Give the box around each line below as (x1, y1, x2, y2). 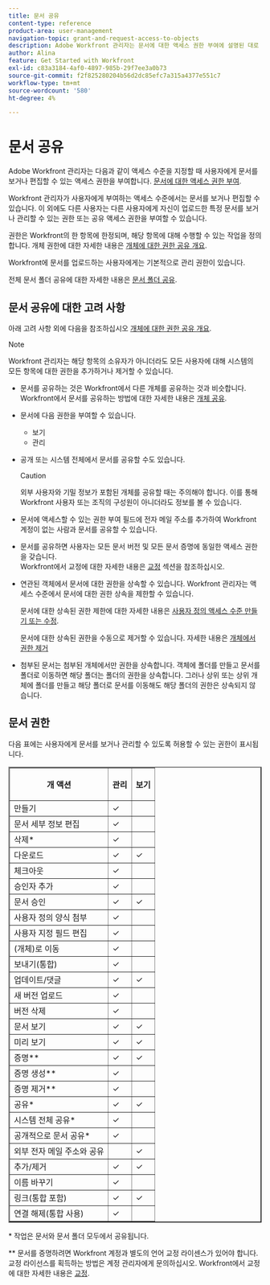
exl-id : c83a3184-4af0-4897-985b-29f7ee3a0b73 (8, 64, 167, 72)
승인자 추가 (14, 881, 54, 892)
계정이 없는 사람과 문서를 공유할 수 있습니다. (19, 524, 158, 534)
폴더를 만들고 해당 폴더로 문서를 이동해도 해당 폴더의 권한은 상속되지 (35, 680, 247, 690)
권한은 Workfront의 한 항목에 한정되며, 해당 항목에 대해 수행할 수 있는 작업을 (8, 231, 247, 240)
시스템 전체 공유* (14, 1115, 76, 1126)
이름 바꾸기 (14, 1176, 54, 1188)
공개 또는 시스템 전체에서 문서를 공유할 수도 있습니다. (19, 455, 186, 464)
